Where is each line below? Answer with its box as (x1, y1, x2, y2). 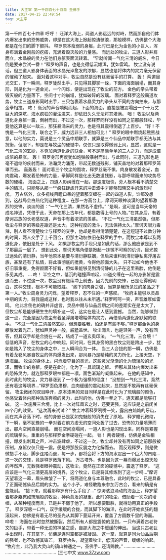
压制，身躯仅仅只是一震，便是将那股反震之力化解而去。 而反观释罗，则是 (5, 444, 154, 450)
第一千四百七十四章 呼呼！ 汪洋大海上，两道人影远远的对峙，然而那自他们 (5, 31, 155, 37)
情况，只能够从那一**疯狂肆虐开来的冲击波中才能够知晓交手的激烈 (13, 185, 148, 191)
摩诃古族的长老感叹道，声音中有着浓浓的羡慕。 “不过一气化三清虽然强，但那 (5, 216, 160, 222)
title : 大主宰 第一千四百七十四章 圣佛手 (5, 7, 81, 12)
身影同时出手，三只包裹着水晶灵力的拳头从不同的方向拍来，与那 (31, 98, 161, 104)
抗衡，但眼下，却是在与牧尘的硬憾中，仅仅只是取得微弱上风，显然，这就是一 (5, 142, 161, 148)
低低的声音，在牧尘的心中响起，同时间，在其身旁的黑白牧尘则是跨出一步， (5, 340, 157, 345)
